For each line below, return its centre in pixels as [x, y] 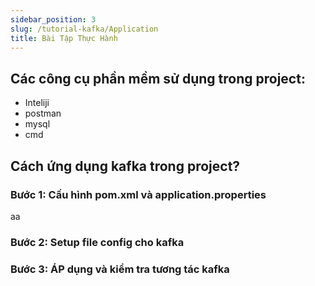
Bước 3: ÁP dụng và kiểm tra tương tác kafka [120, 269]
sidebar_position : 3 [53, 19]
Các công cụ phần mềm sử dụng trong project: [158, 78]
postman [43, 113]
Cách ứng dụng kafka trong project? [125, 166]
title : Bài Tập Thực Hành [64, 38]
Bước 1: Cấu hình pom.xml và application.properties [138, 194]
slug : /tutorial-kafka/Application [84, 29]
